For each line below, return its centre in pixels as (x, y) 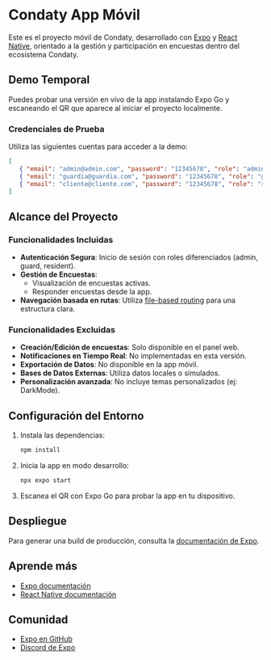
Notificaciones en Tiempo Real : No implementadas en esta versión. (133, 356)
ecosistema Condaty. (44, 54)
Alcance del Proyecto (63, 216)
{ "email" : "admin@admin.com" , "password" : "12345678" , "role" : (129, 169)
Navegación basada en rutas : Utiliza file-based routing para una (128, 300)
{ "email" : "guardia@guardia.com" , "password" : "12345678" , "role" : (136, 176)
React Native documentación (68, 594)
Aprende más (43, 567)
